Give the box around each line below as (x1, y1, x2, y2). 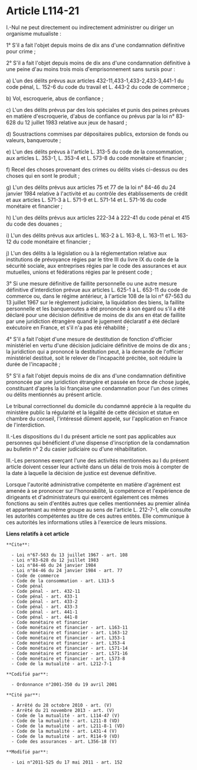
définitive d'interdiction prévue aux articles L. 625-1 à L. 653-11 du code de (6, 286, 188, 293)
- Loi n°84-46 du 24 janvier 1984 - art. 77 (11, 567, 123, 573)
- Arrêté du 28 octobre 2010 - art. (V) (11, 702, 112, 708)
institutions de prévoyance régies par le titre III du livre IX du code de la (6, 256, 179, 263)
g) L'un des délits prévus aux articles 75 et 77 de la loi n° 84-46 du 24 (6, 184, 176, 191)
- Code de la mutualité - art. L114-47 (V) (11, 713, 120, 718)
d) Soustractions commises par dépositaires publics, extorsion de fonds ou (6, 130, 189, 137)
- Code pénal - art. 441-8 (11, 614, 78, 620)
